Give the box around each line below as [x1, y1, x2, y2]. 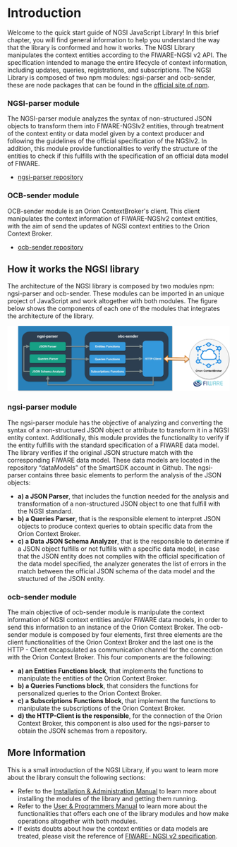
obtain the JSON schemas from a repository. [17, 726, 147, 735]
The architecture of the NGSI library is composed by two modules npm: [7, 282, 214, 291]
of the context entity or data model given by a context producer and [7, 129, 205, 138]
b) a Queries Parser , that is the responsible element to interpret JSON [17, 514, 221, 523]
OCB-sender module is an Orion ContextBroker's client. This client [7, 207, 200, 215]
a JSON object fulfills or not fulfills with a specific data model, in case [17, 544, 220, 553]
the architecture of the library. [7, 312, 94, 320]
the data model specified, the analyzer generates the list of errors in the [17, 559, 227, 568]
